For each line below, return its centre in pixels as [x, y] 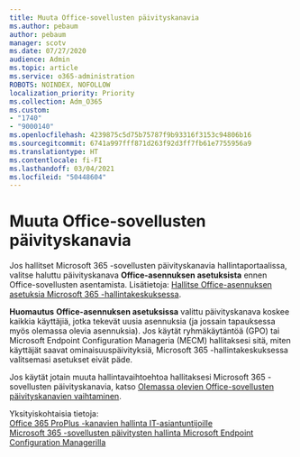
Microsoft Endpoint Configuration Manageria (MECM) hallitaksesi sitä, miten [150, 341]
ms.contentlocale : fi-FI [56, 160]
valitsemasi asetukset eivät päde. [71, 360]
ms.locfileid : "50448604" [58, 177]
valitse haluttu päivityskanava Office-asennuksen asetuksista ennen [138, 275]
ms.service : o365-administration [72, 77]
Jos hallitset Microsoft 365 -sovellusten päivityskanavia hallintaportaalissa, [148, 266]
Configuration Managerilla [58, 443]
